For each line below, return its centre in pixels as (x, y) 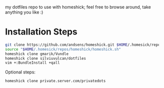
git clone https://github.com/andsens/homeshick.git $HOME (66, 45)
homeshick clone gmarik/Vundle (37, 54)
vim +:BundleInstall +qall (32, 63)
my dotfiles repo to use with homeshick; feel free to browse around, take (78, 7)
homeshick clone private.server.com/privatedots (55, 81)
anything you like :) (24, 12)
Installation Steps (41, 32)
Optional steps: (20, 72)
